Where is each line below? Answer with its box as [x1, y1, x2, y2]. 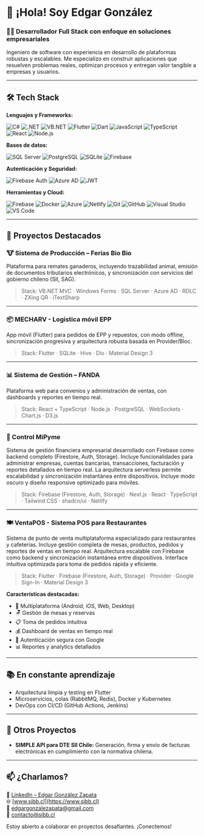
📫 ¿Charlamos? [6, 772, 69, 782]
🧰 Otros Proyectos [6, 725, 76, 735]
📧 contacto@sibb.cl [6, 810, 56, 818]
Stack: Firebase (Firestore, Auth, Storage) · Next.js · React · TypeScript [21, 491, 198, 498]
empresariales [6, 35, 50, 43]
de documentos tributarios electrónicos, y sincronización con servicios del [6, 269, 193, 276]
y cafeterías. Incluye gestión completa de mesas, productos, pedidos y [6, 541, 184, 548]
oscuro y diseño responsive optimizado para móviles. [6, 478, 140, 486]
